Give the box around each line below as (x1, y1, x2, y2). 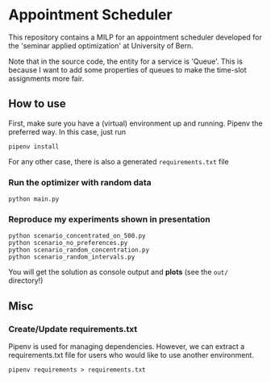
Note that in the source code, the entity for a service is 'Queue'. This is (8, 56, 244, 66)
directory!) (8, 276, 44, 285)
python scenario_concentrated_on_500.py (8, 232, 147, 240)
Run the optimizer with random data (8, 176, 152, 188)
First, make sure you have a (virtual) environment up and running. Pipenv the (8, 118, 264, 128)
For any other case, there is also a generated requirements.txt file (8, 156, 229, 166)
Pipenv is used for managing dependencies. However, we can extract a (8, 342, 245, 351)
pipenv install (8, 143, 60, 151)
